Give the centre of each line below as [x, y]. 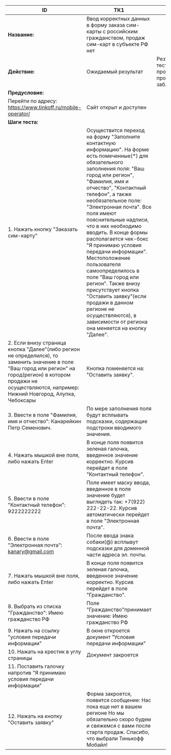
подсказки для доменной [118, 548]
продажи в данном [110, 302]
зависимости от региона [117, 322]
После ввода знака [110, 535]
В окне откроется [108, 631]
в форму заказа [106, 25]
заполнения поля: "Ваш [115, 169]
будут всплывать [107, 415]
